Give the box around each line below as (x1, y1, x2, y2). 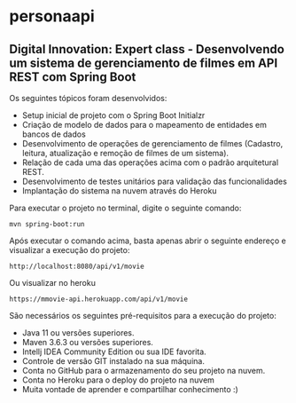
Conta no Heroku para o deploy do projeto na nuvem (21, 375, 215, 385)
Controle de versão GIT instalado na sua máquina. (21, 356, 206, 366)
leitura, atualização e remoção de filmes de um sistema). (21, 148, 229, 158)
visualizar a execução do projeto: (9, 245, 130, 255)
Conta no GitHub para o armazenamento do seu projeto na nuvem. (21, 366, 266, 375)
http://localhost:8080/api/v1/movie (9, 262, 144, 271)
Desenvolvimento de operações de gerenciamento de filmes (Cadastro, (21, 138, 284, 148)
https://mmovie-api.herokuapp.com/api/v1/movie (9, 295, 189, 304)
